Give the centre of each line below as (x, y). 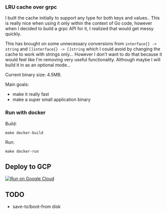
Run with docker (25, 113)
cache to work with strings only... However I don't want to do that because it (84, 54)
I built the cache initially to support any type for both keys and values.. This (82, 18)
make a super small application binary (51, 99)
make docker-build (24, 133)
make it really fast (30, 94)
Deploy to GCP (28, 167)
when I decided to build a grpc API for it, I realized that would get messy (79, 29)
